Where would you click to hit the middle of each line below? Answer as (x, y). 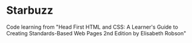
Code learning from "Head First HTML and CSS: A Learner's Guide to (92, 27)
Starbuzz (30, 10)
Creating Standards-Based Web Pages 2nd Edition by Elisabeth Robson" (96, 33)
